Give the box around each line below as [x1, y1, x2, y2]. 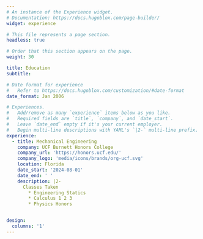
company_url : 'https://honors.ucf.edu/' [17, 150, 122, 156]
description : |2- [17, 178, 62, 184]
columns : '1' [12, 223, 45, 229]
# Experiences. [6, 104, 45, 110]
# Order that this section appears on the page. [6, 48, 133, 55]
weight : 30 [6, 54, 34, 60]
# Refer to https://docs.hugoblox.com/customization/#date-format [6, 87, 185, 94]
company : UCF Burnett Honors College [17, 144, 114, 150]
